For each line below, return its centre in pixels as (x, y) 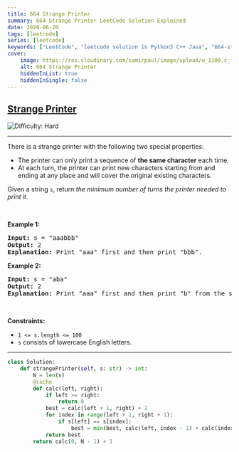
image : (30, 61)
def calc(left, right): (68, 389)
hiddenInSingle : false (54, 80)
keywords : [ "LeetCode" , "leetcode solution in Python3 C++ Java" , (108, 47)
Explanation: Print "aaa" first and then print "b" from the (116, 294)
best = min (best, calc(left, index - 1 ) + (135, 428)
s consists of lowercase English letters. (75, 342)
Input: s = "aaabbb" (43, 238)
